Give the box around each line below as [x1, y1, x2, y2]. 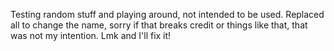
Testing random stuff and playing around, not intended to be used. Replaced [10, 9, 325, 20]
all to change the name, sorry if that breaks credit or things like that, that [10, 19, 308, 31]
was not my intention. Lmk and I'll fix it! [10, 30, 172, 41]
